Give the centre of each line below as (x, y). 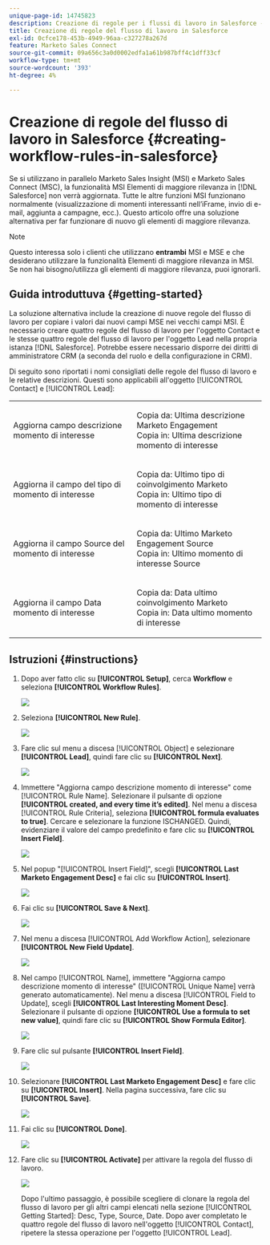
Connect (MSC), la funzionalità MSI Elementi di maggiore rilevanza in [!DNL (133, 187)
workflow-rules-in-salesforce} (114, 156)
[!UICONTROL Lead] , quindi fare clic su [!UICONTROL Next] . (121, 757)
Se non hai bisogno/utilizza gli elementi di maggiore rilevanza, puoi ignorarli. (135, 269)
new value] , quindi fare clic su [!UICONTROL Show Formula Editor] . (133, 1021)
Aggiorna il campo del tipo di (67, 484)
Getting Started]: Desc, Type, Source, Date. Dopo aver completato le (134, 1216)
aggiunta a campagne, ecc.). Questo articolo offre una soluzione (133, 212)
